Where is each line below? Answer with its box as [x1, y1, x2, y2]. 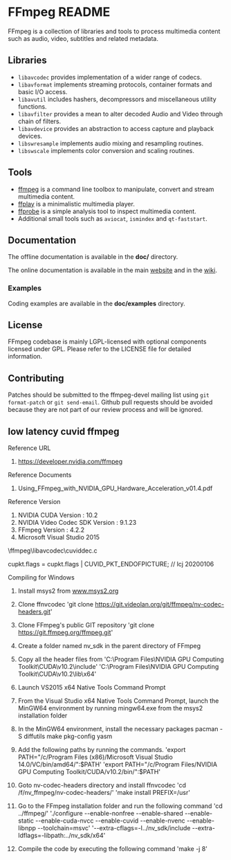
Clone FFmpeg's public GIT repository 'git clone [17, 621, 155, 629]
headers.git [17, 607, 51, 616]
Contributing [8, 372, 64, 384]
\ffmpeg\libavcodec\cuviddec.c [8, 546, 98, 555]
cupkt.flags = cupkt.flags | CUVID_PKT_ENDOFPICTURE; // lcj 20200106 [8, 560, 214, 568]
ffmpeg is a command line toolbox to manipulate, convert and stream [17, 185, 214, 193]
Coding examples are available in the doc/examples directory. [8, 299, 185, 307]
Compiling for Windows [8, 573, 75, 582]
